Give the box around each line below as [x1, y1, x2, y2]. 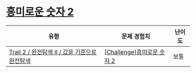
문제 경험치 [121, 32, 150, 40]
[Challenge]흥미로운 [104, 48, 159, 56]
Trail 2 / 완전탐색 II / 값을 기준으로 [9, 48, 97, 56]
